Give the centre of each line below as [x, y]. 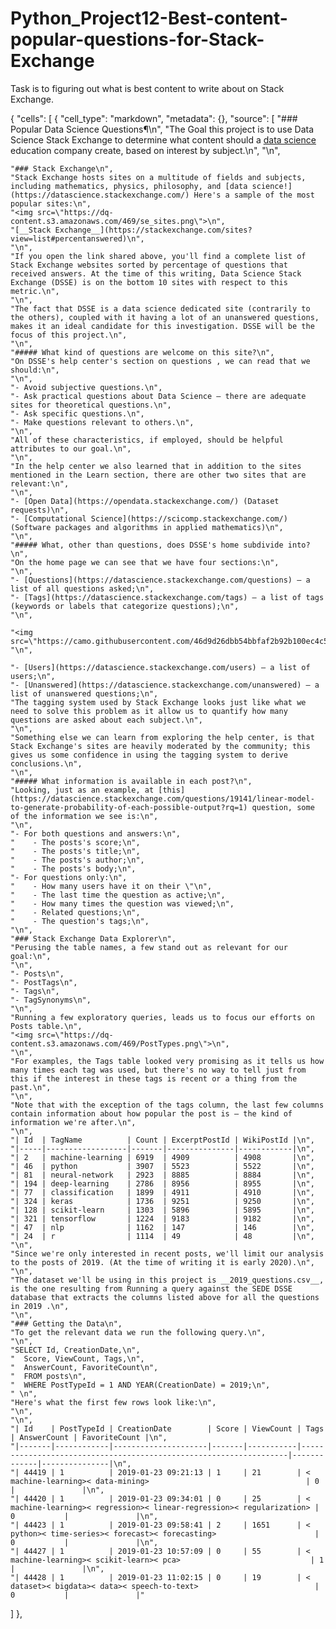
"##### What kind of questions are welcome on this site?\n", [142, 352]
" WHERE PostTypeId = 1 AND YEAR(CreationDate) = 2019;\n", [140, 1385]
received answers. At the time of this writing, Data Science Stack [156, 273]
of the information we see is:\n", [84, 816]
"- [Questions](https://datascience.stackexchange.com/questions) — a [160, 580]
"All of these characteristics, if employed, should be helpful [147, 440]
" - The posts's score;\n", [75, 842]
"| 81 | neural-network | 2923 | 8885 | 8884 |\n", [162, 1175]
